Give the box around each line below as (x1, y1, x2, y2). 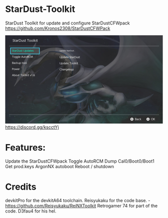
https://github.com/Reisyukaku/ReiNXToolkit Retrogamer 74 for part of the (5, 203, 158, 209)
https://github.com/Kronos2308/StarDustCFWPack (5, 25, 110, 31)
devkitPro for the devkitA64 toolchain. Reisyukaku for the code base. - (5, 198, 150, 204)
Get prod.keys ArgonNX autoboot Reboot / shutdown (5, 164, 114, 170)
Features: (5, 142, 46, 153)
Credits (5, 181, 36, 193)
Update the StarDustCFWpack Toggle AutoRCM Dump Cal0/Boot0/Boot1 (5, 158, 154, 164)
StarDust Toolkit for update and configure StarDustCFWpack (5, 20, 130, 26)
